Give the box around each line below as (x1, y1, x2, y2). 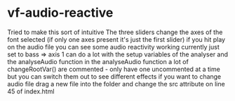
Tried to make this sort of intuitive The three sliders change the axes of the (7, 28, 223, 36)
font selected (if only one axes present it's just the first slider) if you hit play (7, 35, 226, 43)
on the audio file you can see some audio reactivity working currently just (7, 42, 220, 51)
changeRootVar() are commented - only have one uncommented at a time (7, 65, 221, 73)
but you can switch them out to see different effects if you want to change (7, 72, 222, 81)
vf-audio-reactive (7, 5, 114, 21)
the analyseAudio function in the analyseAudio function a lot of (7, 57, 189, 65)
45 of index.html (7, 87, 55, 95)
